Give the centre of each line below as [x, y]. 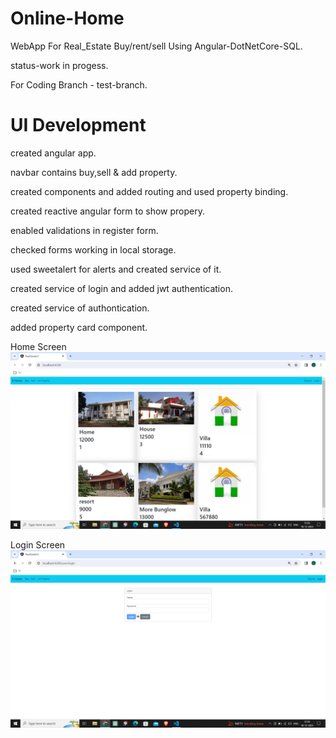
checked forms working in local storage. [93, 249]
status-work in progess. [59, 65]
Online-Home [67, 18]
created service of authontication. [80, 308]
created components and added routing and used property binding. [149, 191]
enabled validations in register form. [84, 230]
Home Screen [38, 346]
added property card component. [79, 327]
